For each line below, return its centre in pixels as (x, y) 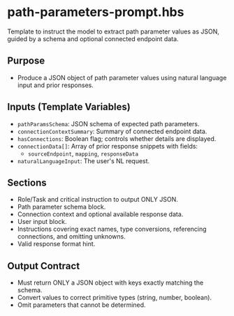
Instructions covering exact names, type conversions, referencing (112, 229)
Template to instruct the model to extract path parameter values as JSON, (114, 31)
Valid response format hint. (56, 244)
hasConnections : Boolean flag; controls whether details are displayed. (117, 138)
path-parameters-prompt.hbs (96, 12)
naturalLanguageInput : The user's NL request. (83, 160)
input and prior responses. (56, 85)
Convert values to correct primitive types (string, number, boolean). (114, 298)
